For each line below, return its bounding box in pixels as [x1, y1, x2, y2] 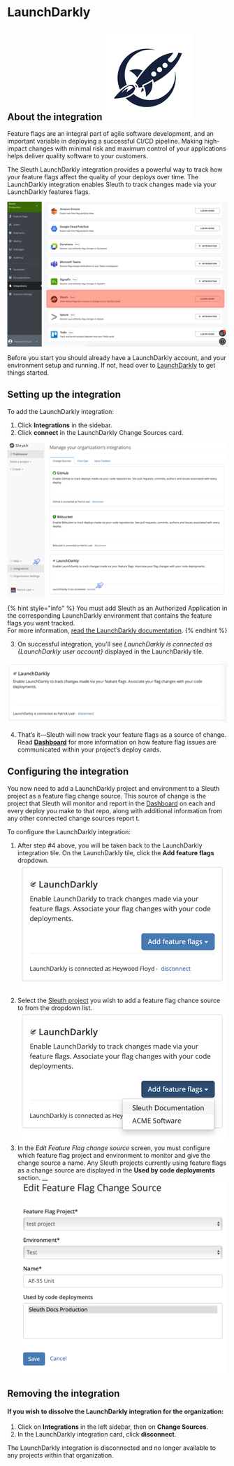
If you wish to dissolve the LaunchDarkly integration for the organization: [7, 1407, 224, 1416]
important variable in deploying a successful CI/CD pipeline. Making [7, 137, 203, 145]
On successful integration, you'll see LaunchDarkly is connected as [17, 639, 212, 648]
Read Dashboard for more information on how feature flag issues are [17, 738, 217, 746]
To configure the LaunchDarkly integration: [7, 827, 131, 836]
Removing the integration [7, 1388, 120, 1399]
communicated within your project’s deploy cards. [17, 745, 162, 754]
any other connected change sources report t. [7, 814, 140, 822]
